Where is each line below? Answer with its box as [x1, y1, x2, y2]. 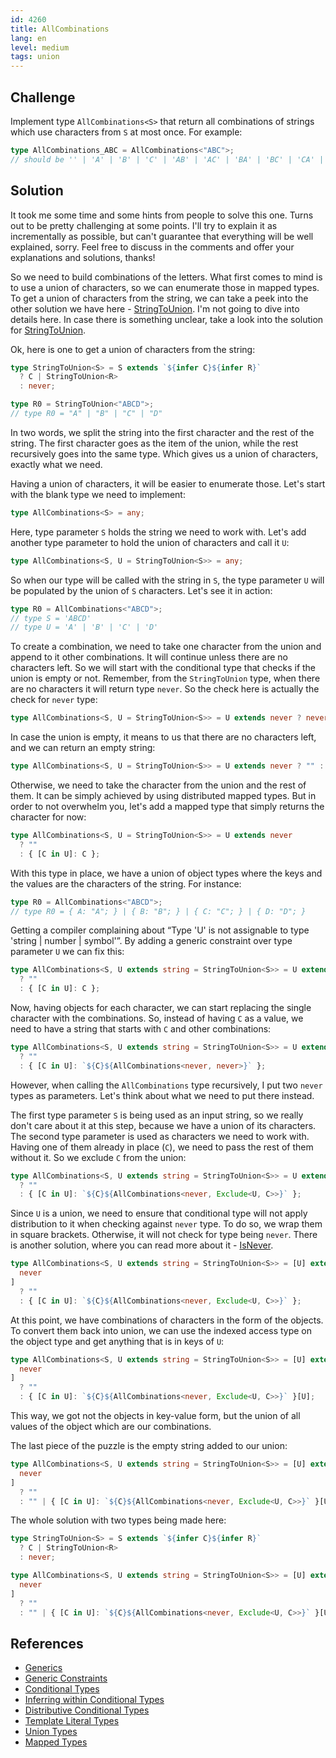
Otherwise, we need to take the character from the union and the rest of [10, 779, 307, 791]
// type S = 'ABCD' [10, 613, 92, 623]
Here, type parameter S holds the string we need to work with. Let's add [10, 526, 307, 538]
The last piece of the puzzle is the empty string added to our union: [10, 1440, 288, 1451]
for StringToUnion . [10, 324, 87, 336]
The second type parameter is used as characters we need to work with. [10, 1130, 310, 1142]
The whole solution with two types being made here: [10, 1514, 227, 1526]
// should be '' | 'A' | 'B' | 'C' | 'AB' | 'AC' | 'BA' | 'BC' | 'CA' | [10, 154, 325, 165]
